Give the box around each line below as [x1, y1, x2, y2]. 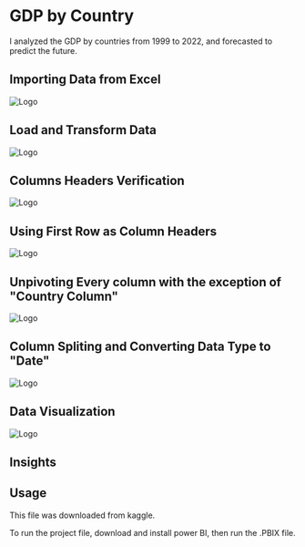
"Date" [9, 353, 50, 369]
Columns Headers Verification [9, 172, 185, 188]
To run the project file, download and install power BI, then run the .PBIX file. [9, 527, 296, 538]
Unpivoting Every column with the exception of [9, 274, 282, 290]
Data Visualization [9, 404, 116, 419]
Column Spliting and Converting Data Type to [9, 339, 271, 355]
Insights [9, 455, 57, 470]
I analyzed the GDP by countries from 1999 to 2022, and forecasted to [9, 36, 273, 46]
